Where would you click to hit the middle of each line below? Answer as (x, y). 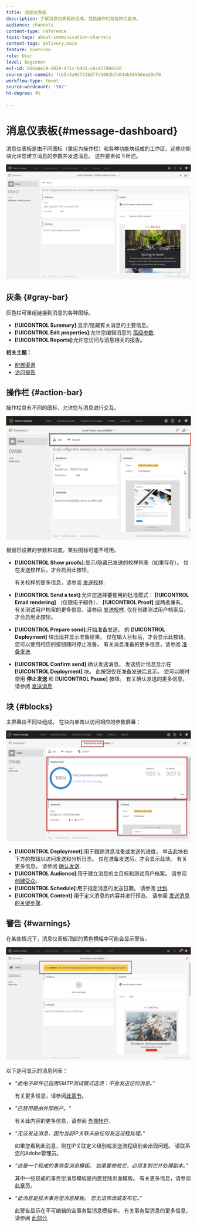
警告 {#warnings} (38, 923)
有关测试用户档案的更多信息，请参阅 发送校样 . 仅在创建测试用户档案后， (101, 610)
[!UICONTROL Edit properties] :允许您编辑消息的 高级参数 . (85, 332)
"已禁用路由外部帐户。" (43, 1108)
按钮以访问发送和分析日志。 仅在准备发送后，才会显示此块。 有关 (109, 859)
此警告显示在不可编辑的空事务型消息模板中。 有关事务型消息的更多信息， (103, 1211)
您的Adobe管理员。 (38, 1153)
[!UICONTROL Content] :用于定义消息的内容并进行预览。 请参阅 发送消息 (102, 896)
